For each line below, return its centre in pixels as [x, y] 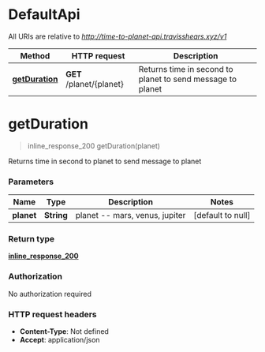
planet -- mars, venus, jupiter [131, 215]
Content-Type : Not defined [64, 331]
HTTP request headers [52, 314]
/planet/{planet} [95, 84]
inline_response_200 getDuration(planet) [93, 146]
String [56, 215]
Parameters [31, 182]
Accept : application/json [60, 340]
